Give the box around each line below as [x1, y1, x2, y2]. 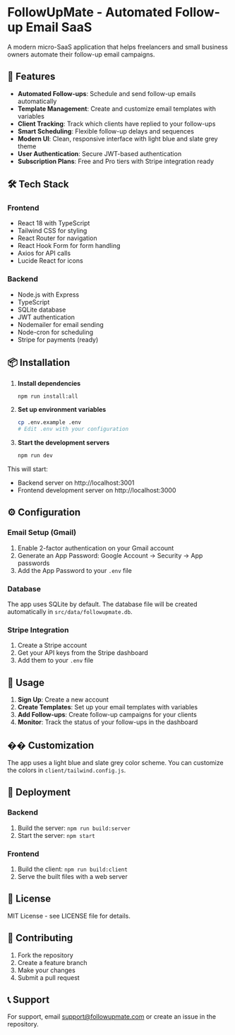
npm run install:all [17, 393, 78, 400]
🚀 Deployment [7, 786, 71, 798]
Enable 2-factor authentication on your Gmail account [17, 543, 174, 552]
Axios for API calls [17, 249, 71, 258]
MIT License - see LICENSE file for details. [7, 911, 131, 920]
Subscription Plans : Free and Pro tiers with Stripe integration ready [17, 157, 214, 165]
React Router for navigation [17, 234, 97, 242]
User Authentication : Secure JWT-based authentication [17, 149, 182, 158]
